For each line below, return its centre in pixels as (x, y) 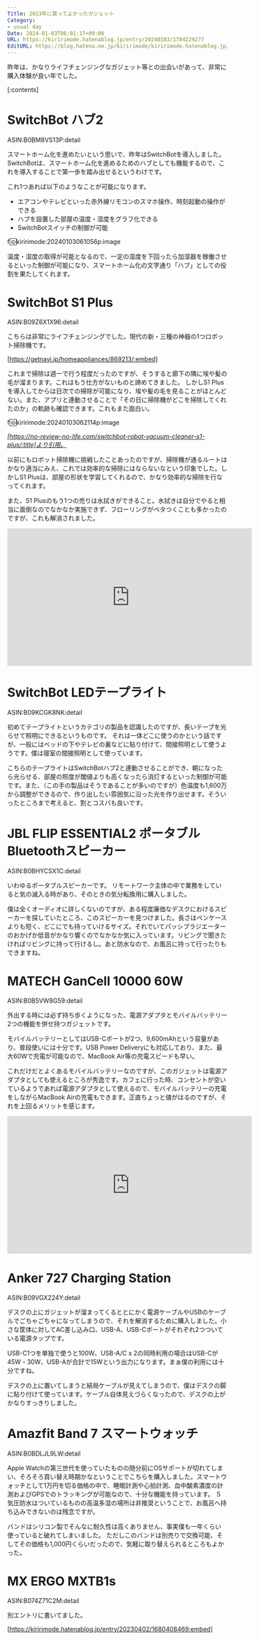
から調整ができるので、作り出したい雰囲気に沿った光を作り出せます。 (108, 794)
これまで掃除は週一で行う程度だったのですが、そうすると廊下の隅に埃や (111, 373)
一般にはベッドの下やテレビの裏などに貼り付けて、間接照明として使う (120, 744)
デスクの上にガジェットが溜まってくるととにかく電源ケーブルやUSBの (108, 1312)
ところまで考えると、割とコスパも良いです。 (83, 803)
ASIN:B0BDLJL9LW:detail (44, 1453)
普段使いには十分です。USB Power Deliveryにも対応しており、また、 (118, 1047)
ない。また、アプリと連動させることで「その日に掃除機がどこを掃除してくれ (117, 400)
